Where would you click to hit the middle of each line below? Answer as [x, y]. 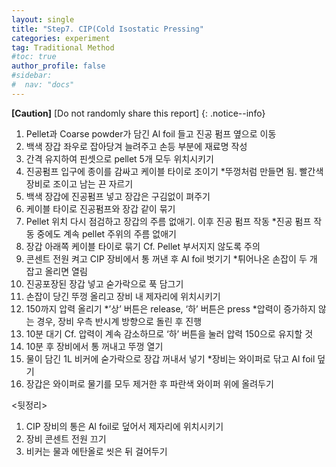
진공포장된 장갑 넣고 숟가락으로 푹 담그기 [104, 283]
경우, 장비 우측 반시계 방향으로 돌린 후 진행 [119, 321]
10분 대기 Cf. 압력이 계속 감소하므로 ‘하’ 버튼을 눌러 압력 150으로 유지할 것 [169, 333]
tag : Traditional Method [63, 47]
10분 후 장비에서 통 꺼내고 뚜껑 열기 [94, 346]
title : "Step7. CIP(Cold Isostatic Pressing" [107, 29]
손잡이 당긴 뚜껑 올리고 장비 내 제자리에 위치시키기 [123, 296]
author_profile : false [58, 66]
